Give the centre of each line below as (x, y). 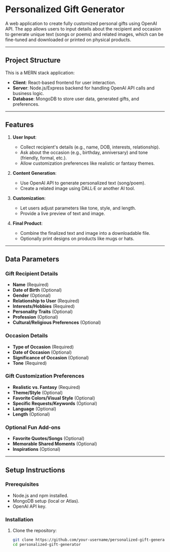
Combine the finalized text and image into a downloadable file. (85, 233)
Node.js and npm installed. (40, 495)
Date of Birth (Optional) (37, 290)
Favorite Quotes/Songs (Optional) (48, 439)
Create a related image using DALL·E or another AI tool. (77, 188)
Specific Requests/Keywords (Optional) (55, 403)
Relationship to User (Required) (46, 301)
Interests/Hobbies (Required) (44, 306)
